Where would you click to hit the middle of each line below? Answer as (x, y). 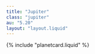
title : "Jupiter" (28, 12)
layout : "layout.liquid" (37, 28)
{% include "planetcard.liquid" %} (48, 45)
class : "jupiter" (28, 17)
